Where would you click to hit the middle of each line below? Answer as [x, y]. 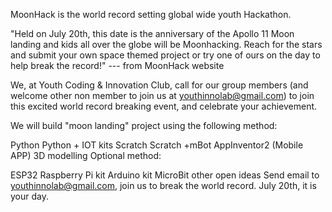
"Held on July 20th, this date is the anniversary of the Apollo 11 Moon [152, 33]
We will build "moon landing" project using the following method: [144, 125]
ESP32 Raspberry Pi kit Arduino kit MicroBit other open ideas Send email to [165, 175]
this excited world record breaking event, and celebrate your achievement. [164, 106]
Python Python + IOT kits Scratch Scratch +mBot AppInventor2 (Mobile [157, 145]
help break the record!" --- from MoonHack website [117, 65]
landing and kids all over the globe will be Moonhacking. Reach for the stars [166, 44]
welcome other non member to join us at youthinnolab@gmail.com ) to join [162, 95]
